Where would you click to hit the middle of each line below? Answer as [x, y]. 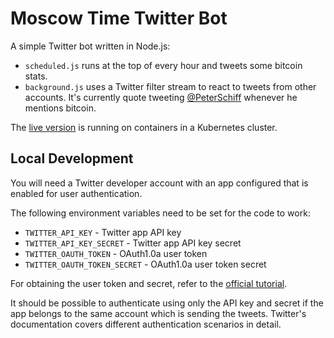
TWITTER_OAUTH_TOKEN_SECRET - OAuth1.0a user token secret [145, 264]
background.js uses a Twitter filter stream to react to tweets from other [170, 86]
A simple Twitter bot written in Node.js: [90, 46]
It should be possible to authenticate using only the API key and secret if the [167, 303]
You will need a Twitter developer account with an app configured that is [159, 183]
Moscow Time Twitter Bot [119, 18]
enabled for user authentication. [76, 193]
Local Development [72, 158]
